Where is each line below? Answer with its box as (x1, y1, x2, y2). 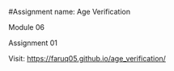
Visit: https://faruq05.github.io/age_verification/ (8, 54, 166, 63)
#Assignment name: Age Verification (8, 7, 131, 16)
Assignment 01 (8, 38, 58, 48)
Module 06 (8, 23, 45, 31)
